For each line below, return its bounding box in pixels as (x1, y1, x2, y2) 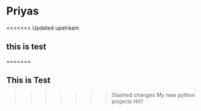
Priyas (6, 4, 39, 18)
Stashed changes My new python (111, 91, 196, 98)
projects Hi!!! (111, 98, 143, 105)
